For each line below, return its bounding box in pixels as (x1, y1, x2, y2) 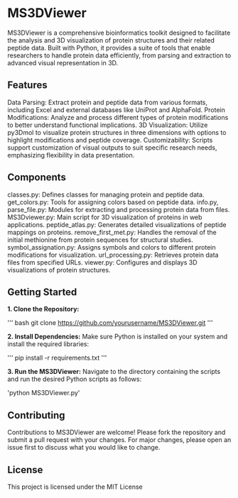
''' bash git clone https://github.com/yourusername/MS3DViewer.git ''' (7, 319, 213, 327)
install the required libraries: (7, 340, 90, 348)
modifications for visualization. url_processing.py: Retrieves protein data (7, 250, 219, 259)
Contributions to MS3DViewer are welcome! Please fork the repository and (7, 428, 226, 437)
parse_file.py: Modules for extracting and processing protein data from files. (7, 205, 230, 214)
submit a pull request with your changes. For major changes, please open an (7, 436, 232, 444)
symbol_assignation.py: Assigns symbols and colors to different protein (7, 243, 217, 251)
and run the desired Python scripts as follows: (7, 375, 142, 384)
